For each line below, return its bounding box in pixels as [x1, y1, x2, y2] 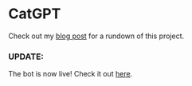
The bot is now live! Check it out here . [8, 69, 133, 79]
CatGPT [8, 5, 61, 23]
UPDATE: [8, 51, 44, 62]
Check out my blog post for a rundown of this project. [8, 31, 185, 41]
